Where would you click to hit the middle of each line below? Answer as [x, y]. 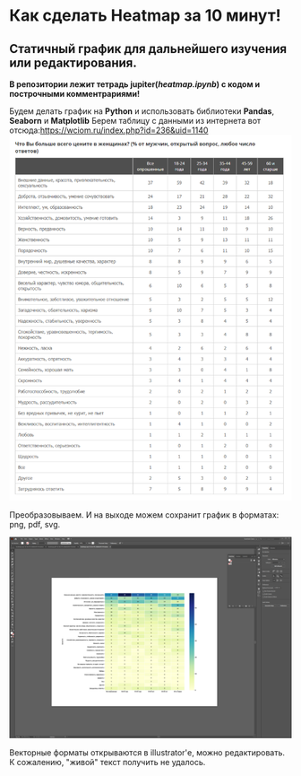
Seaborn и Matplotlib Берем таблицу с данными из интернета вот [135, 121]
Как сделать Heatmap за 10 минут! [145, 16]
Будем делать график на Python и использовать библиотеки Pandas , [142, 111]
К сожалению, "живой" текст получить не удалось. [107, 762]
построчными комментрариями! [75, 94]
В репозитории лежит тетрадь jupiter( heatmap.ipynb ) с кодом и [135, 84]
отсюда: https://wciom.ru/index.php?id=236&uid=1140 [109, 130]
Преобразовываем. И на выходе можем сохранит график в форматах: [144, 514]
